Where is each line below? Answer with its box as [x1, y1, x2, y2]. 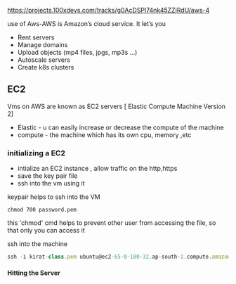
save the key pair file [17, 172, 78, 180]
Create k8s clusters [17, 63, 74, 71]
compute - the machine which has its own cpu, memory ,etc [17, 130, 192, 139]
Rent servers [17, 33, 55, 41]
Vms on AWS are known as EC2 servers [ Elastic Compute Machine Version [7, 102, 226, 110]
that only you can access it [7, 226, 86, 235]
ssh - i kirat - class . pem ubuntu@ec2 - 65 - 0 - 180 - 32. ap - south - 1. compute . [7, 253, 212, 261]
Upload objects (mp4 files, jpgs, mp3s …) [17, 49, 138, 56]
